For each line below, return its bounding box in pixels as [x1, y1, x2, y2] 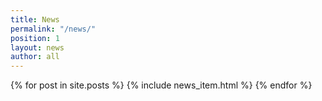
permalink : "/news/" [10, 24, 97, 34]
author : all [10, 52, 60, 62]
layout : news [10, 42, 65, 53]
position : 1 [10, 33, 60, 43]
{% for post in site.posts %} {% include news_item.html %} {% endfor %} [10, 79, 313, 91]
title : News [10, 14, 60, 25]
